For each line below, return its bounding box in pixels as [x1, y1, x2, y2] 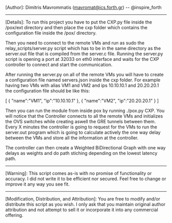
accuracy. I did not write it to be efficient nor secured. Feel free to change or [5, 176, 166, 182]
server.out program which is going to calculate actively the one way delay [5, 129, 161, 135]
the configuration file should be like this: [5, 88, 90, 94]
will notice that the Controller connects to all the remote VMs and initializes [5, 113, 163, 119]
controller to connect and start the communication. [5, 61, 113, 68]
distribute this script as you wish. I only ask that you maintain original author [5, 202, 165, 207]
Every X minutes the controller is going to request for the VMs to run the [5, 124, 158, 130]
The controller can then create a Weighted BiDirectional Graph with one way [5, 145, 166, 150]
